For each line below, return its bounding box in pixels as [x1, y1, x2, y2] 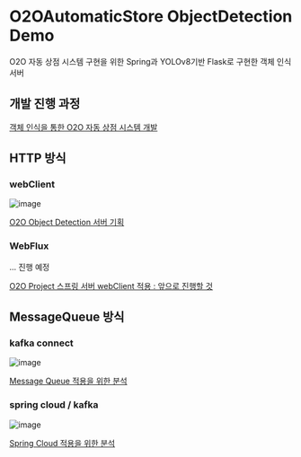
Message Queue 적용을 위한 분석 [9, 375, 128, 387]
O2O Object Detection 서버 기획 [9, 217, 125, 228]
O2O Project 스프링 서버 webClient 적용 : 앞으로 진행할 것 [9, 280, 214, 291]
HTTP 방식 [9, 151, 66, 166]
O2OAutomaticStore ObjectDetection [9, 6, 293, 27]
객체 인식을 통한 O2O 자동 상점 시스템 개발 [9, 121, 158, 132]
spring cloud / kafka [9, 399, 99, 411]
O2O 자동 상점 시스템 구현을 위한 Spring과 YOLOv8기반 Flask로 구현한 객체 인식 [9, 56, 292, 66]
